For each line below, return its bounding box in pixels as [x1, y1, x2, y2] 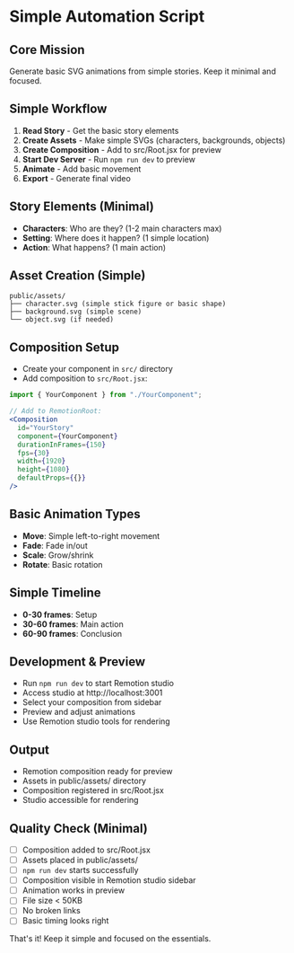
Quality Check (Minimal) [9, 820, 148, 836]
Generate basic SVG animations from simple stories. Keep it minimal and [9, 66, 276, 76]
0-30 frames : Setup [22, 609, 98, 620]
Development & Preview [9, 654, 146, 669]
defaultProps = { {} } [17, 473, 87, 482]
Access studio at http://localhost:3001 [22, 687, 163, 698]
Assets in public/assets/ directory [22, 775, 146, 787]
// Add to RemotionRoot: [9, 407, 102, 416]
